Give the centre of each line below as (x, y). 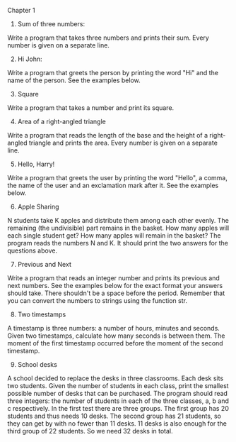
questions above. (33, 250)
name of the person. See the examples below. (74, 80)
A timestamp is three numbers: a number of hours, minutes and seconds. (114, 328)
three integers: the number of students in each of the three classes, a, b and (118, 401)
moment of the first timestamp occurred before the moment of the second (116, 343)
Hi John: (30, 59)
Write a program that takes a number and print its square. (91, 108)
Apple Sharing (38, 206)
